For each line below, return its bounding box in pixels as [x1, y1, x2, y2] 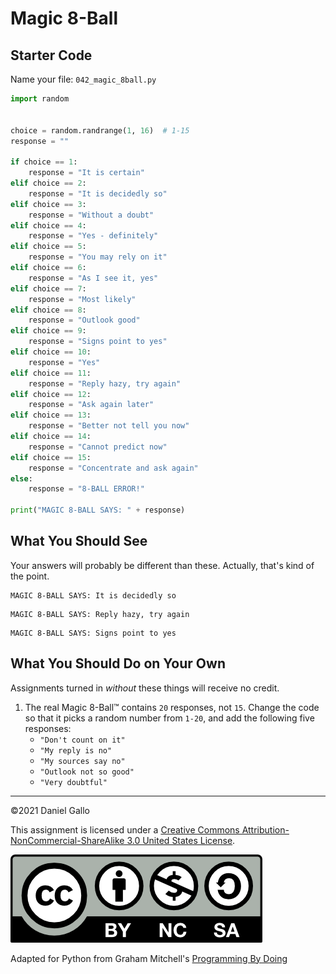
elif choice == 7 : [10, 283, 87, 294]
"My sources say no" [39, 756, 126, 766]
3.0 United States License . [126, 834, 236, 846]
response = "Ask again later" [28, 400, 155, 410]
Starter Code [10, 47, 93, 64]
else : [10, 473, 33, 484]
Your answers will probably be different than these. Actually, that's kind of [10, 559, 315, 571]
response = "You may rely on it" [28, 252, 168, 262]
